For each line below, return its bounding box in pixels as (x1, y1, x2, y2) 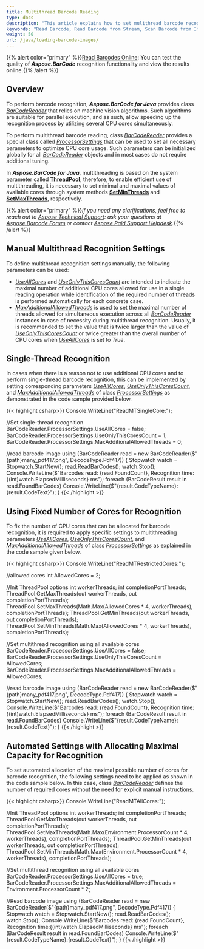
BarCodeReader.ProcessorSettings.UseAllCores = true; (6, 872, 144, 880)
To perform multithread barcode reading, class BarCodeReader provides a (6, 131, 192, 138)
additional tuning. (6, 157, 50, 165)
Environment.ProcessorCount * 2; (6, 886, 91, 893)
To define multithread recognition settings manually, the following (6, 259, 170, 267)
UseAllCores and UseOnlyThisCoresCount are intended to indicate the (15, 277, 191, 285)
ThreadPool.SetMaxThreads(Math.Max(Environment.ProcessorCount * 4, (6, 829, 189, 836)
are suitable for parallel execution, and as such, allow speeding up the (6, 113, 181, 120)
